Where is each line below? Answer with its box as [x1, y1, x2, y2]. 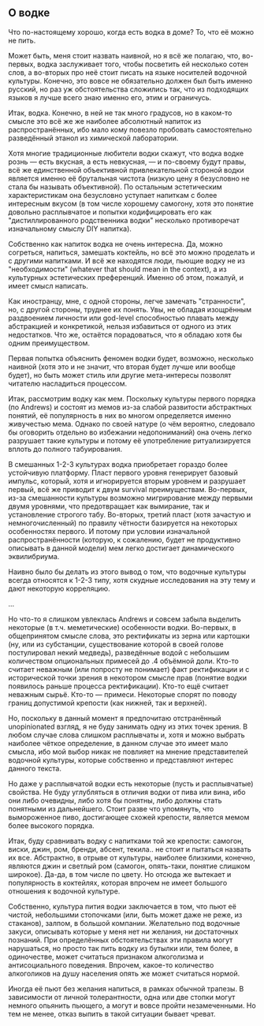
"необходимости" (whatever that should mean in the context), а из [8, 264, 227, 274]
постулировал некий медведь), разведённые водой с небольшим [8, 647, 230, 657]
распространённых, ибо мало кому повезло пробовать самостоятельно [8, 125, 252, 134]
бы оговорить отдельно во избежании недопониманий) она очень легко [8, 427, 252, 437]
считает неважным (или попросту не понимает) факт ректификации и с [8, 664, 250, 673]
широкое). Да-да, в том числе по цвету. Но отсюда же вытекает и [8, 869, 232, 879]
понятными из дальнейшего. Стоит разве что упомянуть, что [8, 804, 214, 813]
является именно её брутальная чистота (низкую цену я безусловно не [8, 173, 250, 183]
